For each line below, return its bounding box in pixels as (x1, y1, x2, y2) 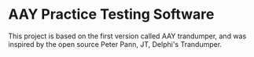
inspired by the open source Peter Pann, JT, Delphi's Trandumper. (8, 39, 223, 48)
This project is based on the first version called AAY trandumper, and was (8, 31, 247, 41)
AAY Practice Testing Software (8, 5, 215, 23)
